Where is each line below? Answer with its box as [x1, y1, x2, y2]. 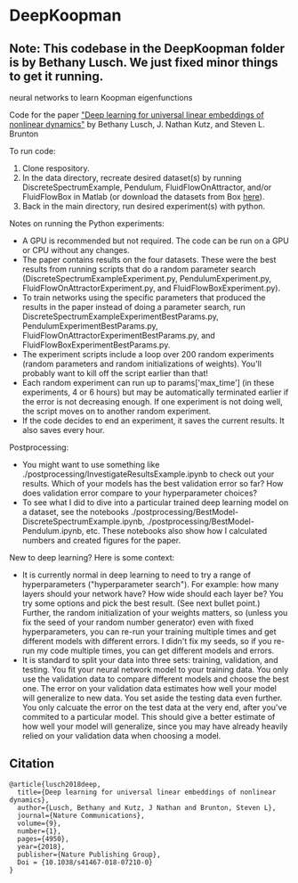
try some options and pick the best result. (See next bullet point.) [21, 598, 261, 609]
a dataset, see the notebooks [21, 507, 129, 517]
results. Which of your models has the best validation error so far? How [21, 478, 284, 488]
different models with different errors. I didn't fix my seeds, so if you [21, 636, 272, 646]
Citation [9, 756, 55, 772]
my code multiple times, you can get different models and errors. [36, 645, 275, 656]
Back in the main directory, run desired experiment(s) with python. [21, 201, 265, 211]
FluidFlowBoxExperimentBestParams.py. [21, 339, 171, 350]
